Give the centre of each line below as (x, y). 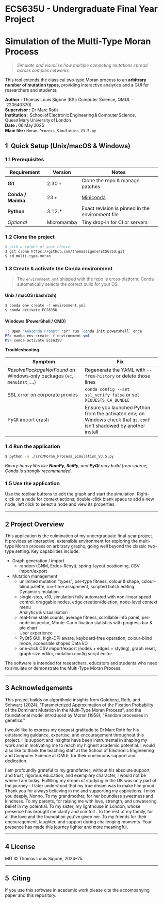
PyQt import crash (28, 420)
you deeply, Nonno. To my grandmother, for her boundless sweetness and (79, 796)
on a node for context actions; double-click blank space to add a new (85, 499)
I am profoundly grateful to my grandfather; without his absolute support (77, 770)
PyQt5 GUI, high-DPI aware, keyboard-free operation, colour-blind (85, 638)
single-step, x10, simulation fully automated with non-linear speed (85, 597)
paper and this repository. (31, 895)
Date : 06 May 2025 (25, 125)
